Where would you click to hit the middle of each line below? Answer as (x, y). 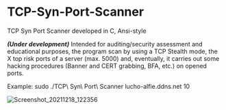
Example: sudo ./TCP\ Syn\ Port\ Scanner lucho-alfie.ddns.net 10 (99, 86)
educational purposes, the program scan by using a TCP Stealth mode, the (112, 51)
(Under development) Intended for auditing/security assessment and (105, 44)
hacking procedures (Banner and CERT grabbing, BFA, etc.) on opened (107, 66)
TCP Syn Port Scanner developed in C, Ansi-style (77, 31)
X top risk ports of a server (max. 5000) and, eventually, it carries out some (113, 58)
